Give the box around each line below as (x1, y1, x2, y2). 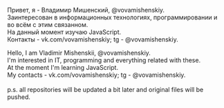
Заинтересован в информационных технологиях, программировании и (7, 13, 218, 21)
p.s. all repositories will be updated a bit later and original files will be (7, 86, 204, 93)
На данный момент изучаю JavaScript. (7, 28, 122, 36)
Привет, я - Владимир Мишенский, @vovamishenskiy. (7, 6, 165, 14)
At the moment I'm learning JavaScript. (7, 64, 119, 71)
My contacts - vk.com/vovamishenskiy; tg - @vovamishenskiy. (7, 71, 186, 79)
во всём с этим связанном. (7, 21, 88, 28)
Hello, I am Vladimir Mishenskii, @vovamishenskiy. (7, 48, 151, 57)
